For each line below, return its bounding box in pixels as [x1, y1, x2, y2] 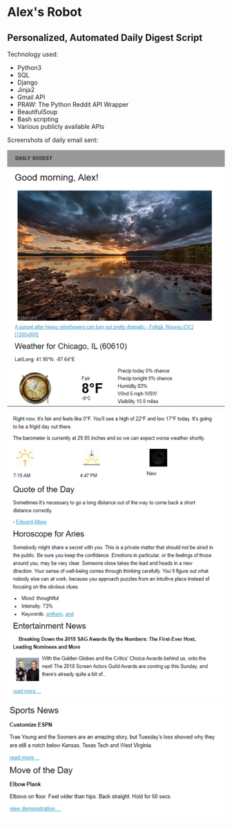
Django [17, 78, 38, 87]
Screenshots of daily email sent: [7, 136, 99, 144]
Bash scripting [17, 115, 59, 123]
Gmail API [17, 93, 46, 101]
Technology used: [7, 50, 59, 58]
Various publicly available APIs [17, 123, 105, 130]
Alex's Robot [7, 4, 82, 20]
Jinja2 [17, 86, 35, 94]
